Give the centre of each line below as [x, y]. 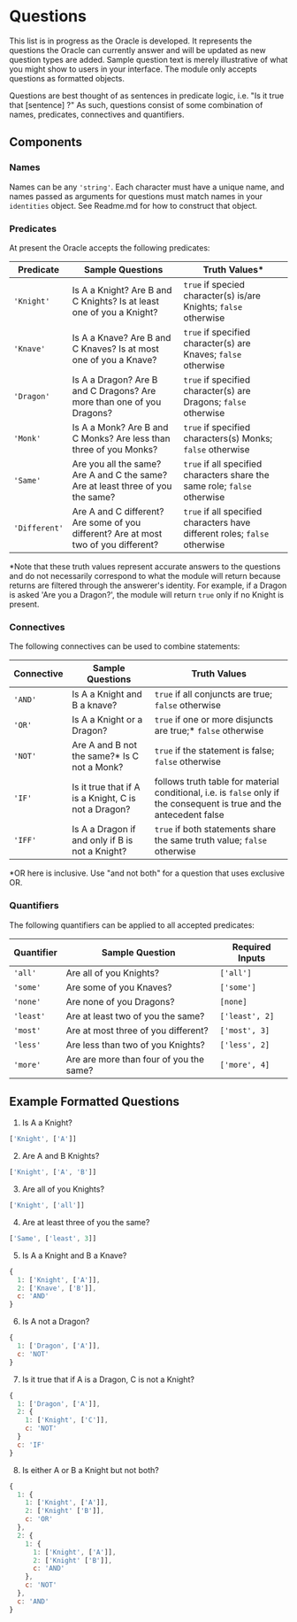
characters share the [226, 475]
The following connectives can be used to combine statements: [125, 646]
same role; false [217, 486]
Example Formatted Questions [94, 1101]
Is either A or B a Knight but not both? [90, 1470]
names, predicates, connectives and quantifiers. [97, 114]
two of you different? [115, 545]
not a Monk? [98, 768]
